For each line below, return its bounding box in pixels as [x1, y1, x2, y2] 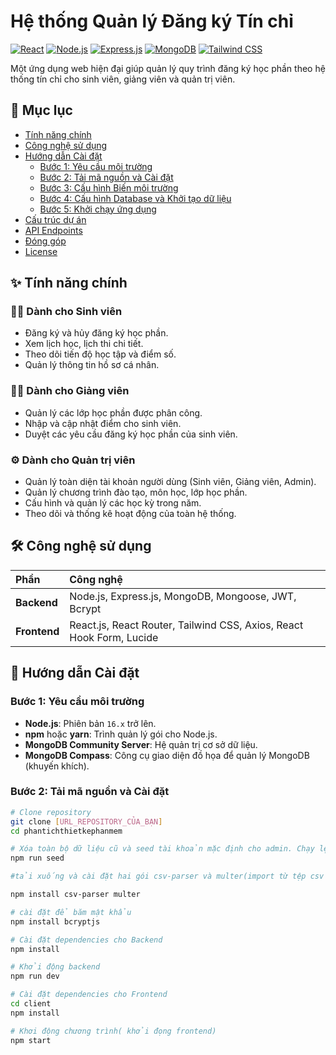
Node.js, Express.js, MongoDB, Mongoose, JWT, [69, 589, 297, 603]
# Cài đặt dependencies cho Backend [10, 935, 163, 945]
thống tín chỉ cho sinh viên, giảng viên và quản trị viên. [10, 73, 236, 85]
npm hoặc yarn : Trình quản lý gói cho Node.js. [24, 728, 218, 740]
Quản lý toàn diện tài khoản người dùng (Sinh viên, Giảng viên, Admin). [24, 476, 317, 488]
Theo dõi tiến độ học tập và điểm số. [24, 348, 177, 360]
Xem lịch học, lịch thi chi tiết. [24, 338, 144, 350]
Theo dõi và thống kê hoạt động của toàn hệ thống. [24, 508, 237, 520]
